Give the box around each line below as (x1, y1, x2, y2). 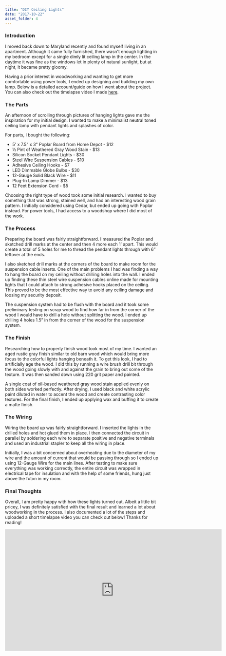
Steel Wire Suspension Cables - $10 (12, 157, 84, 163)
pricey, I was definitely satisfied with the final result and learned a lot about (5, 504, 156, 510)
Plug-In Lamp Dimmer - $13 (12, 177, 68, 183)
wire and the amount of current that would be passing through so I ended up (5, 455, 158, 461)
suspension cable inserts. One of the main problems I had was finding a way (5, 266, 158, 272)
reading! (5, 520, 22, 525)
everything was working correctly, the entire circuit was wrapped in (5, 465, 141, 471)
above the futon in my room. (5, 475, 62, 481)
